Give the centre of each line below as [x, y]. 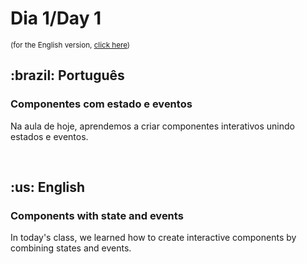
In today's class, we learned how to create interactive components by [153, 238]
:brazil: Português [67, 75]
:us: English [48, 187]
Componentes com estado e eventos [101, 104]
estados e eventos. [49, 136]
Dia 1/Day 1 [56, 18]
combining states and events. [71, 248]
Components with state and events [97, 215]
